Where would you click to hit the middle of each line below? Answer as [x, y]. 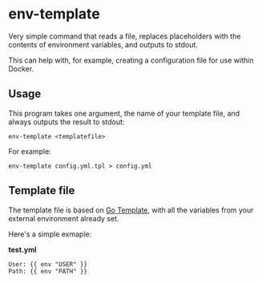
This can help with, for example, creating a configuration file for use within [131, 60]
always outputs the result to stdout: [67, 122]
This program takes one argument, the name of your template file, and [124, 113]
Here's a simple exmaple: [50, 234]
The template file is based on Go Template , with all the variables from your [131, 210]
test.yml [22, 249]
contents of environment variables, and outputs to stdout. [103, 44]
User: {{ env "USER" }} [48, 264]
